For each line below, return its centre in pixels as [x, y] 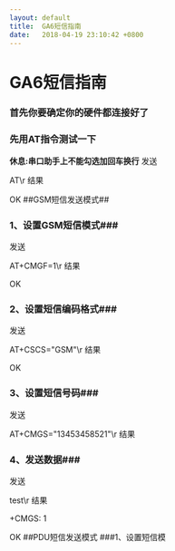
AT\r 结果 [26, 180]
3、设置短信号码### [54, 393]
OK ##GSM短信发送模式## [59, 199]
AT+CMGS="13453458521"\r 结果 [73, 434]
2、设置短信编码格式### [63, 309]
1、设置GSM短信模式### [64, 225]
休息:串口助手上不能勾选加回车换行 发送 [83, 160]
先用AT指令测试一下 [53, 140]
